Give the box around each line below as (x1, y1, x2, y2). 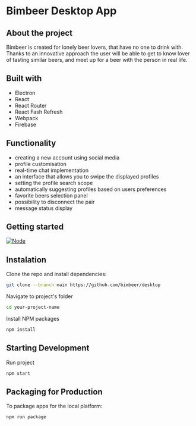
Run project (6, 359, 34, 366)
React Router (14, 102, 47, 109)
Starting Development (6, 343, 90, 353)
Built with (6, 73, 42, 84)
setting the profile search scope (14, 179, 93, 186)
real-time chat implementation (14, 167, 89, 174)
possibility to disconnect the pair (14, 198, 95, 205)
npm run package (6, 414, 46, 420)
